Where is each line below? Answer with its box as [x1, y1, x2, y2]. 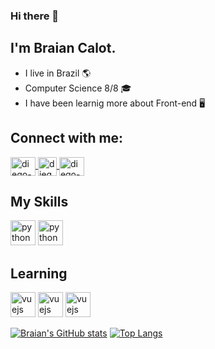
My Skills [10, 193, 69, 210]
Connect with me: [10, 130, 124, 147]
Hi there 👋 [10, 9, 60, 23]
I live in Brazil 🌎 [24, 67, 92, 79]
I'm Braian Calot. [10, 40, 117, 57]
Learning [10, 265, 68, 282]
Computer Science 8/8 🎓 [24, 82, 132, 94]
